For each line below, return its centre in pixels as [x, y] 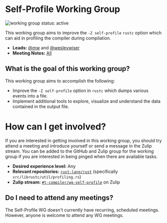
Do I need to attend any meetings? [59, 198]
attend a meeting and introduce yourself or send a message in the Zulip [79, 145]
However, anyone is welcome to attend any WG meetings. [64, 215]
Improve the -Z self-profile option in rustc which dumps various [80, 90]
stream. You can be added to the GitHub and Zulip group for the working [80, 151]
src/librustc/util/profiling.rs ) [47, 176]
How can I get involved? [56, 126]
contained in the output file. [41, 106]
